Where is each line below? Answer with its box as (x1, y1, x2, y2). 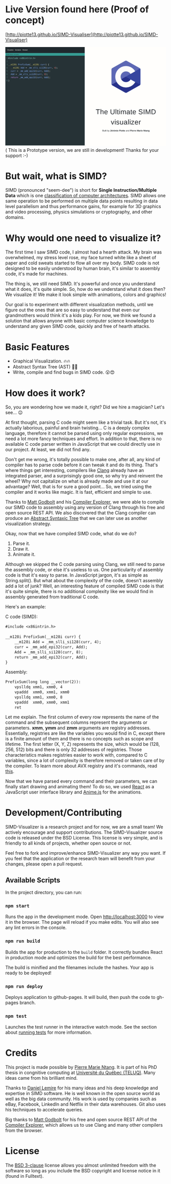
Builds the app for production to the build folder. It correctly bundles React (5, 949, 163, 955)
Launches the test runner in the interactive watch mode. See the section (5, 1024, 157, 1030)
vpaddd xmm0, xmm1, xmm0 (14, 690, 70, 695)
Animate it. (12, 551, 36, 558)
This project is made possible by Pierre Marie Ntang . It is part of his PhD (5, 1064, 157, 1071)
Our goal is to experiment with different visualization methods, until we (5, 302, 154, 308)
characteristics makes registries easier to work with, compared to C (5, 752, 148, 758)
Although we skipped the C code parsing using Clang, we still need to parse (5, 561, 165, 567)
